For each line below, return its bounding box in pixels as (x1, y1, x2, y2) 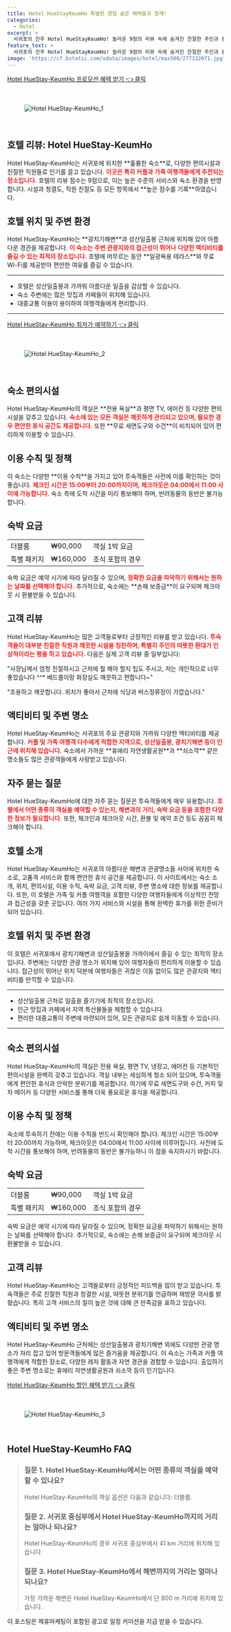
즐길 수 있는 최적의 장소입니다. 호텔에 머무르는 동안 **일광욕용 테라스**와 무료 (7, 253, 214, 261)
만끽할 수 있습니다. (25, 975, 76, 983)
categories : (7, 17, 41, 23)
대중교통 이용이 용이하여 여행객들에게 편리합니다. (16, 299, 148, 308)
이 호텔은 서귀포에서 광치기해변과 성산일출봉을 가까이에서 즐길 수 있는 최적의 (7, 950, 211, 958)
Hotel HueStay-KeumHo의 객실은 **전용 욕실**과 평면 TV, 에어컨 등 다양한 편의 (7, 404, 222, 413)
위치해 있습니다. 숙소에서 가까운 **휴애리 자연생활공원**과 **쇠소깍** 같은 (19, 747, 219, 755)
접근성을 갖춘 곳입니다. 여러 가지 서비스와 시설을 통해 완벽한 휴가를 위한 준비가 (14, 899, 223, 907)
